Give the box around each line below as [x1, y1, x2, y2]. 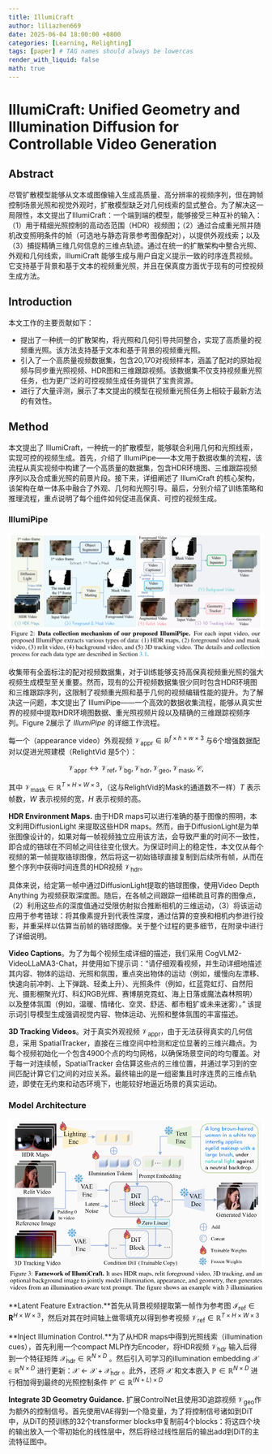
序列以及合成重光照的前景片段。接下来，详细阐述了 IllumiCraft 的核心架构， [8, 473, 259, 483]
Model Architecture [8, 1100, 87, 1111]
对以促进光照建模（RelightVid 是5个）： [8, 747, 138, 757]
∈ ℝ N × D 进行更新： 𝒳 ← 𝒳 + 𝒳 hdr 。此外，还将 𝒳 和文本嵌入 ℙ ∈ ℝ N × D [8, 1364, 249, 1377]
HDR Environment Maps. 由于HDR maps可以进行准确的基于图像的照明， [8, 811, 251, 820]
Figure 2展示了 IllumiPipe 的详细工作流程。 [22, 717, 164, 727]
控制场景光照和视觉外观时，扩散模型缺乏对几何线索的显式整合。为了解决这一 [8, 200, 264, 210]
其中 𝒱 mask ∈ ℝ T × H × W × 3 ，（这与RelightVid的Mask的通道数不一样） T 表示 [8, 781, 261, 794]
